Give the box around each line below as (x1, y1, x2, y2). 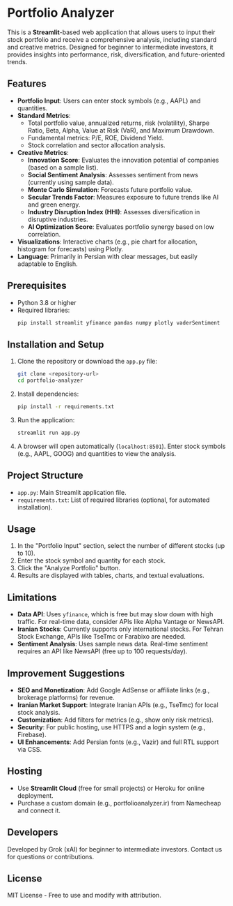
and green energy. (27, 200, 81, 209)
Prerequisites (7, 280, 67, 292)
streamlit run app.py (17, 429, 80, 436)
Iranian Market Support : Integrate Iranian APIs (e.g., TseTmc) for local (17, 701, 219, 709)
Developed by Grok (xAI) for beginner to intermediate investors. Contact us (7, 845, 223, 853)
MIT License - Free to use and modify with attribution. (7, 891, 161, 900)
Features (7, 78, 47, 90)
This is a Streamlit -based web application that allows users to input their (7, 28, 216, 36)
